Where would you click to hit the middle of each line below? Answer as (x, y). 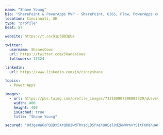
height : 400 (26, 107)
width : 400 (25, 103)
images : (13, 94)
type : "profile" (21, 23)
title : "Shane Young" (35, 117)
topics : (13, 81)
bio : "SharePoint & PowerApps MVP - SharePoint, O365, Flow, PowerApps (79, 14)
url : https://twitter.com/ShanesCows (48, 54)
